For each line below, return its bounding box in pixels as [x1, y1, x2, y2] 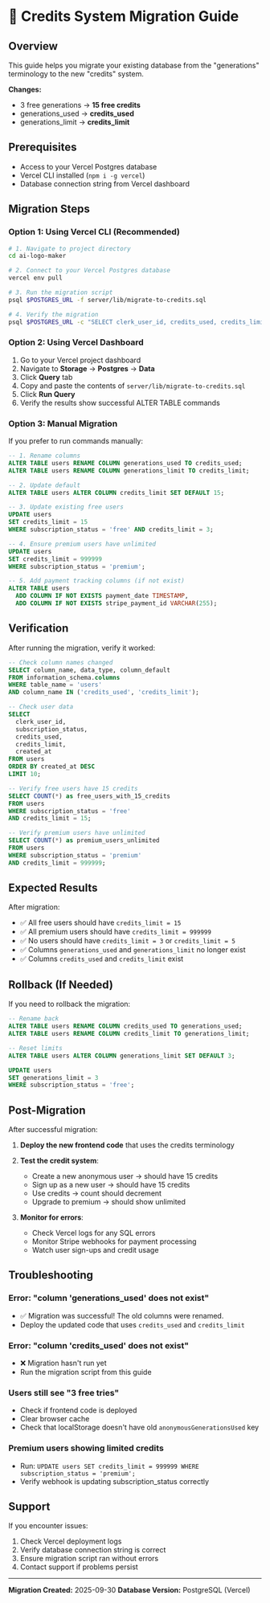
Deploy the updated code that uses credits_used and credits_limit [19, 1319, 245, 1329]
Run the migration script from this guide [19, 1368, 152, 1377]
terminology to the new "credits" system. [8, 69, 145, 79]
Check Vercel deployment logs [19, 1536, 122, 1546]
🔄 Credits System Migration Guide [8, 7, 239, 26]
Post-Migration [8, 1103, 86, 1117]
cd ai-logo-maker [8, 252, 67, 260]
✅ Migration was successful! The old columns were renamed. [19, 1311, 224, 1320]
